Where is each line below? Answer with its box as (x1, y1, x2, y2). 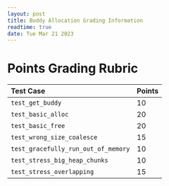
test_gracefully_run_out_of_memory (11, 145, 130, 153)
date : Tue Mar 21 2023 (7, 30, 74, 37)
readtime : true (7, 23, 52, 30)
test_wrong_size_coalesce (11, 134, 98, 141)
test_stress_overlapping (11, 168, 94, 176)
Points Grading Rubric (7, 61, 139, 76)
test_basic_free (11, 122, 65, 130)
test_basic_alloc (11, 110, 69, 119)
